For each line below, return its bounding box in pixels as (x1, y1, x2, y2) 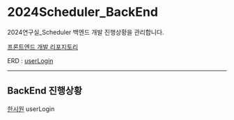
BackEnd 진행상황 (7, 85, 82, 97)
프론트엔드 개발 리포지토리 (7, 42, 79, 51)
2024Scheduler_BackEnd (7, 4, 159, 20)
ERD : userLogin (7, 56, 54, 65)
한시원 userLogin (7, 105, 55, 113)
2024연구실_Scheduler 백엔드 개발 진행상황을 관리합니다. (7, 28, 164, 36)
